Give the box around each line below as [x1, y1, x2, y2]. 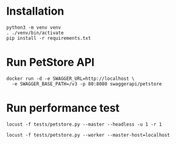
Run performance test [6, 101, 120, 115]
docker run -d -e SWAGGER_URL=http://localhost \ [6, 75, 135, 82]
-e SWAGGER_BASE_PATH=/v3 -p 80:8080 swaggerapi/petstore [12, 81, 163, 87]
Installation [6, 4, 65, 18]
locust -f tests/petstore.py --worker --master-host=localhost [6, 132, 171, 138]
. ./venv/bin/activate [6, 29, 64, 36]
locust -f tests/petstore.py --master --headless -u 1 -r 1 [6, 121, 163, 128]
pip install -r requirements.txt [6, 35, 91, 41]
